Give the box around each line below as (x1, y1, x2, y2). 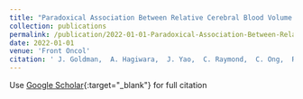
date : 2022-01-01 (9, 38, 75, 48)
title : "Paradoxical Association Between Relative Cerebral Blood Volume (9, 13, 293, 22)
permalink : (9, 30, 50, 39)
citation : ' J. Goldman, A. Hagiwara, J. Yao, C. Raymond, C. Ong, (9, 55, 284, 64)
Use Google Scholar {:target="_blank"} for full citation (9, 80, 207, 90)
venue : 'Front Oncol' (9, 47, 91, 56)
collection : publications (9, 22, 106, 31)
